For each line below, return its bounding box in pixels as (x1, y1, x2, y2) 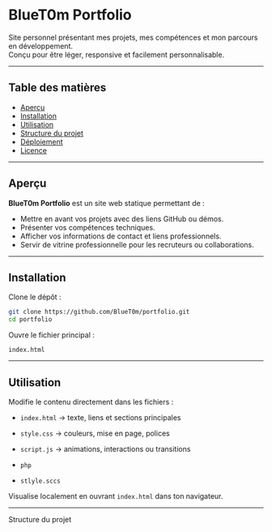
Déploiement (19, 136, 63, 147)
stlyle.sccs (19, 477, 61, 485)
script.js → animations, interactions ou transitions (19, 444, 191, 453)
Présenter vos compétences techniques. (19, 222, 155, 232)
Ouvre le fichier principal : (8, 330, 96, 340)
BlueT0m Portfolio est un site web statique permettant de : (8, 198, 205, 208)
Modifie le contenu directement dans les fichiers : (8, 397, 174, 406)
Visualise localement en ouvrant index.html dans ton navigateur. (8, 491, 223, 500)
